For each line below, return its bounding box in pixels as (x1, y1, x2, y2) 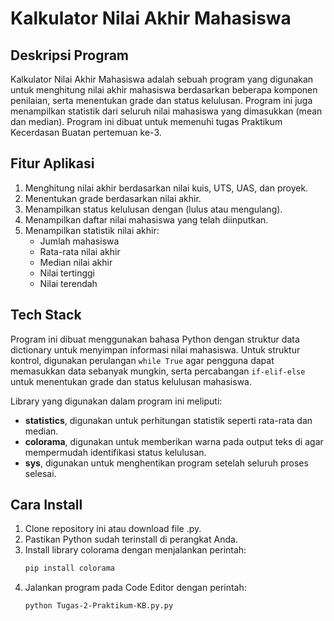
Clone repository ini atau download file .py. (24, 523, 202, 535)
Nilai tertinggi (39, 267, 96, 279)
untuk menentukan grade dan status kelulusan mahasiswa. (10, 375, 253, 387)
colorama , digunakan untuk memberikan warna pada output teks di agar (24, 435, 324, 447)
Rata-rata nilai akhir (39, 245, 121, 257)
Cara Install (10, 497, 83, 514)
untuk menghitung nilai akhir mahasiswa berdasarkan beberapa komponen (10, 84, 318, 96)
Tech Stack (10, 307, 82, 324)
